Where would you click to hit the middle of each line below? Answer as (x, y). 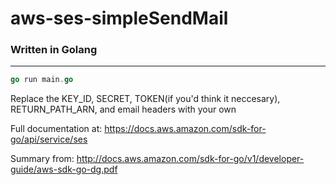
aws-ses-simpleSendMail (119, 18)
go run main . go (42, 80)
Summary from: (42, 159)
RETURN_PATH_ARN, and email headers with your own (123, 109)
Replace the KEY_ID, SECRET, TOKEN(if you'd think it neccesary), (145, 99)
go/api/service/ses (49, 139)
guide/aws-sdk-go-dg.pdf (64, 169)
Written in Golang (54, 50)
